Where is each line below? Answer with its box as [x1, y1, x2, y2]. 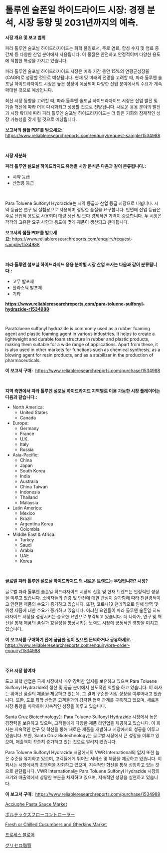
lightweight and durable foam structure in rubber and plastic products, [5, 336, 150, 342]
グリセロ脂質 [5, 842, 31, 848]
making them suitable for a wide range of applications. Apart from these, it [5, 341, 158, 347]
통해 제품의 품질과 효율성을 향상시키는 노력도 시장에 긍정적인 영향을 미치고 [14, 620, 159, 626]
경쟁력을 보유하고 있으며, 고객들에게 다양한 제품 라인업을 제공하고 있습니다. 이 [5, 720, 156, 726]
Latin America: [12, 505, 42, 511]
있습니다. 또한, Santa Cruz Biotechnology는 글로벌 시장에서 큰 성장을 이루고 [5, 732, 155, 738]
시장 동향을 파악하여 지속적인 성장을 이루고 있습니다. [5, 703, 106, 709]
